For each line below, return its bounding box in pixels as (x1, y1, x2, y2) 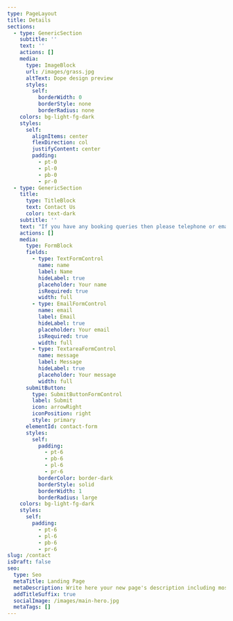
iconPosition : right (32, 410, 92, 417)
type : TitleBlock (25, 197, 76, 205)
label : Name (37, 268, 73, 275)
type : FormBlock (25, 242, 73, 250)
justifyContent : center (32, 146, 101, 153)
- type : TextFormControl (32, 255, 104, 262)
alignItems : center (32, 133, 89, 139)
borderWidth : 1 (37, 487, 82, 495)
